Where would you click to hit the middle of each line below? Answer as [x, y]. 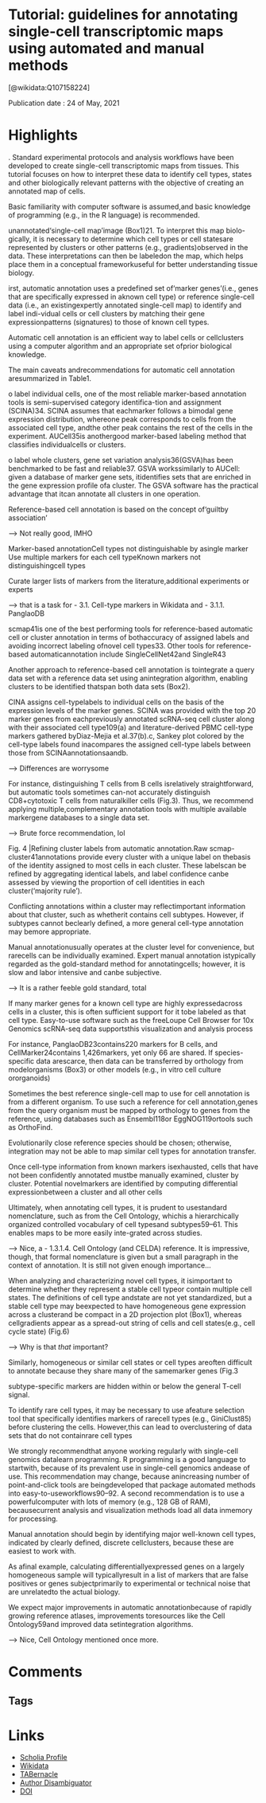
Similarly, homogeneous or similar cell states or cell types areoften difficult [130, 1362]
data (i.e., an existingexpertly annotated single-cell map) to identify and [125, 305]
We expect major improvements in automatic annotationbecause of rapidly [130, 1607]
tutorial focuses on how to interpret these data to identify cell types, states [130, 174]
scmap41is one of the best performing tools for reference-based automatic [131, 629]
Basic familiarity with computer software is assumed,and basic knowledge [130, 206]
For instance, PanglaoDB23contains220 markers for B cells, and [113, 1044]
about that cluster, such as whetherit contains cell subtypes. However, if [126, 915]
